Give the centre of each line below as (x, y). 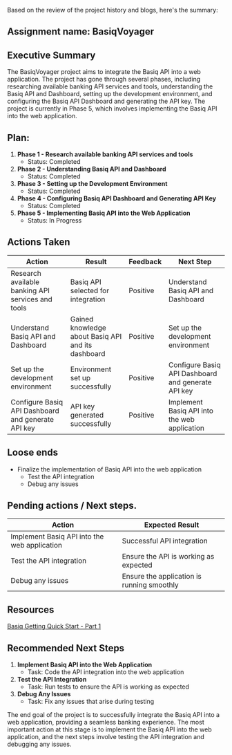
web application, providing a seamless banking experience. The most (106, 723)
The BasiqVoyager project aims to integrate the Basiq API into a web (104, 72)
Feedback (145, 261)
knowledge (88, 328)
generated (87, 415)
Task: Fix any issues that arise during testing (91, 702)
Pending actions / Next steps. (72, 506)
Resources (31, 609)
